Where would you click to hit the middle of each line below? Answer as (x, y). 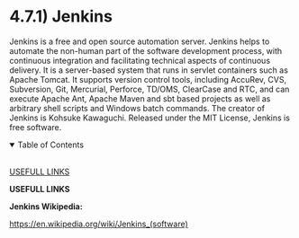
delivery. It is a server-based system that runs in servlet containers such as (149, 70)
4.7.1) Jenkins (61, 17)
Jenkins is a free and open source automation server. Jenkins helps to (140, 41)
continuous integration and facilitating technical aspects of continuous (140, 60)
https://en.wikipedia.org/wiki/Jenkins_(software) (99, 224)
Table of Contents (50, 145)
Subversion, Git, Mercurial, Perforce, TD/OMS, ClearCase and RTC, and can (149, 89)
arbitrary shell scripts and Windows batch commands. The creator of (137, 108)
